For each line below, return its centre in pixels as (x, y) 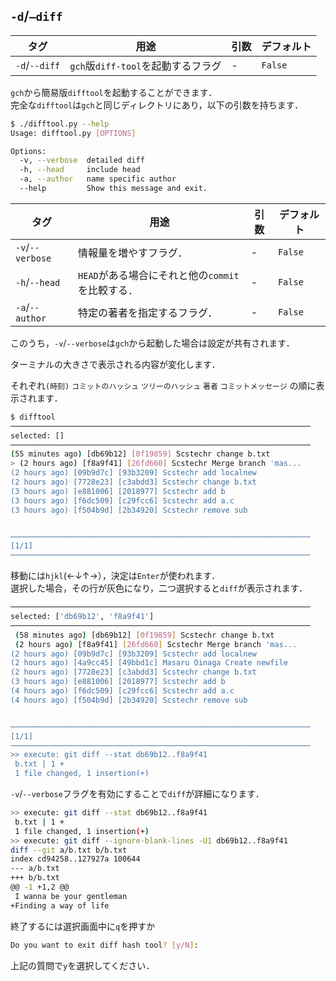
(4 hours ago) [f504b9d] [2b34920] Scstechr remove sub (129, 700)
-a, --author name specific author (98, 179)
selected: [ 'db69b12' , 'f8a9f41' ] (82, 617)
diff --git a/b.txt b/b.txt (69, 850)
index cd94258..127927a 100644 (75, 859)
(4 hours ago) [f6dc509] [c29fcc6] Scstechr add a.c (122, 691)
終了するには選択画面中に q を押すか (83, 926)
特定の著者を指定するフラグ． (148, 312)
